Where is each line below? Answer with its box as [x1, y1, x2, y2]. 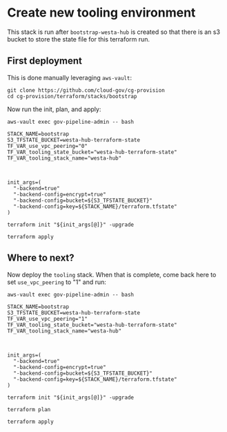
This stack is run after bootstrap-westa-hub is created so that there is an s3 [7, 28, 221, 36]
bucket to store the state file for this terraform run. [7, 35, 150, 43]
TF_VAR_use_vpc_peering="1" [7, 315, 88, 322]
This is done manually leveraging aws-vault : [7, 73, 132, 82]
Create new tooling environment [7, 5, 196, 21]
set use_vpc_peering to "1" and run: [7, 278, 107, 286]
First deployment [7, 55, 83, 67]
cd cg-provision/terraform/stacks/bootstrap [7, 93, 137, 100]
